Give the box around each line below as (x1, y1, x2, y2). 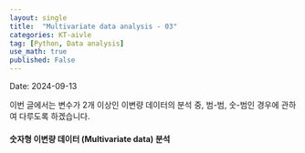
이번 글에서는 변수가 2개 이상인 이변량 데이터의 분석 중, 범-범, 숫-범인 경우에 (9, 99, 280, 110)
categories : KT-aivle (9, 30, 92, 39)
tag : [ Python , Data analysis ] (9, 38, 125, 48)
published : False (9, 56, 76, 65)
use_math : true (9, 47, 68, 56)
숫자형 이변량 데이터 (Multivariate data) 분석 (9, 133, 171, 144)
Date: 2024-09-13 (9, 81, 78, 91)
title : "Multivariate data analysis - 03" (9, 22, 178, 31)
